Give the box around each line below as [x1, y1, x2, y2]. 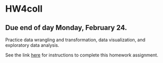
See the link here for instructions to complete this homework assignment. [5, 52, 158, 58]
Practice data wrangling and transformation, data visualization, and [5, 37, 146, 43]
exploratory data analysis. [5, 42, 59, 48]
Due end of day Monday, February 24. [5, 23, 127, 32]
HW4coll [5, 3, 43, 15]
